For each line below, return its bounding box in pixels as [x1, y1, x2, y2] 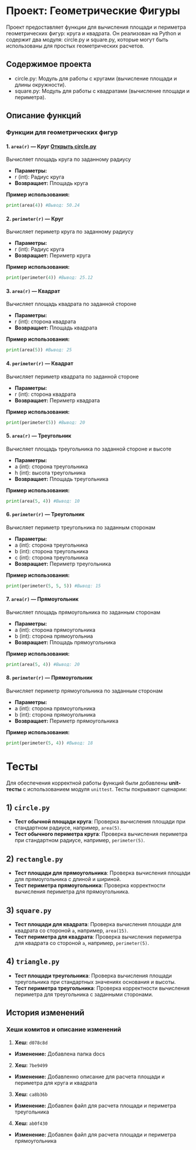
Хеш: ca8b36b [14, 1091, 48, 1098]
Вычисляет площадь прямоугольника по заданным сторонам [6, 608, 161, 616]
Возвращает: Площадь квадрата [14, 324, 98, 331]
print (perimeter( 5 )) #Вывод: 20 [6, 419, 85, 425]
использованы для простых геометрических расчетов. [6, 42, 145, 49]
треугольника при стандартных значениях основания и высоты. [14, 978, 176, 985]
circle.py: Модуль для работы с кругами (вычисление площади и [14, 75, 177, 82]
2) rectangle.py [6, 853, 63, 864]
